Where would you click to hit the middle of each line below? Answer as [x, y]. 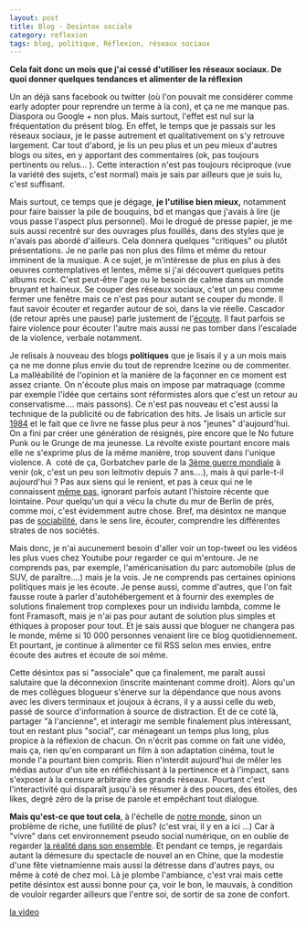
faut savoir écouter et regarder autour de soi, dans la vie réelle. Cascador [148, 309]
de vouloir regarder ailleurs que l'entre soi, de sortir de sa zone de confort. [150, 894]
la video [24, 912]
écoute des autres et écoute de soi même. [89, 655]
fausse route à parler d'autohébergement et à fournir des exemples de [142, 597]
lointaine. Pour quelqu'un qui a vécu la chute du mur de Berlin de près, [142, 501]
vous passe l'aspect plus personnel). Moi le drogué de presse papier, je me [151, 221]
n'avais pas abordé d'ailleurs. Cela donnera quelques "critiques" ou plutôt [148, 241]
